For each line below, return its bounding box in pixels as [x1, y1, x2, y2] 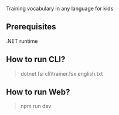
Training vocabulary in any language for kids [6, 5, 114, 12]
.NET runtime [6, 38, 38, 45]
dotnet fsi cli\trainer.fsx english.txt [20, 70, 103, 77]
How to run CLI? [6, 55, 66, 65]
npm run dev [20, 103, 52, 110]
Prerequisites [6, 22, 56, 32]
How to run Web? [6, 87, 70, 97]
